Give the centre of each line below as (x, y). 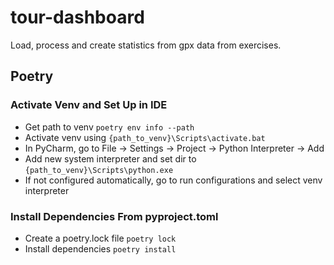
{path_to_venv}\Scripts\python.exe (99, 170)
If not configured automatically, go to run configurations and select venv (173, 180)
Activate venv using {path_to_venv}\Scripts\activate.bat (145, 137)
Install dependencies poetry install (100, 248)
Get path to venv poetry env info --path (109, 127)
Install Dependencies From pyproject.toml (114, 216)
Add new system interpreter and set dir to (110, 158)
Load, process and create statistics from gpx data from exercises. (146, 45)
